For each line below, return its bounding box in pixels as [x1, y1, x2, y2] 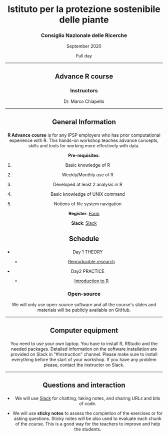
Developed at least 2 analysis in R [53, 181, 122, 187]
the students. [74, 426, 101, 433]
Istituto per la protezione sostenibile [7, 3, 161, 15]
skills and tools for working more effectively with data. [28, 142, 140, 148]
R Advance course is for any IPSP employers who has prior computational [7, 132, 161, 138]
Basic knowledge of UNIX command [50, 191, 125, 197]
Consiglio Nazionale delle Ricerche [40, 32, 127, 39]
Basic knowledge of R [65, 162, 110, 168]
